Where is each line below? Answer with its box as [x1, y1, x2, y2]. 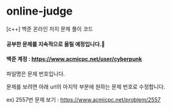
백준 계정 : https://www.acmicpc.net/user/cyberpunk [6, 55, 142, 63]
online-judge [6, 4, 73, 18]
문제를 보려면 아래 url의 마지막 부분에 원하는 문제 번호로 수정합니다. [6, 83, 166, 90]
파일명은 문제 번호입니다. [6, 70, 65, 77]
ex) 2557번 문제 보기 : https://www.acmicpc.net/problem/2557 [6, 96, 161, 103]
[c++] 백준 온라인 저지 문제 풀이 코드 [6, 25, 93, 32]
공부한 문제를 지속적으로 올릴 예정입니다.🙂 [6, 40, 105, 47]
